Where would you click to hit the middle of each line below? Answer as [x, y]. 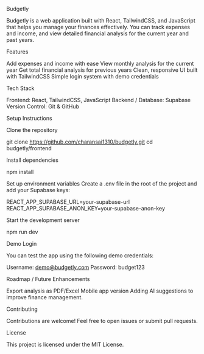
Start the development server [43, 220]
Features [17, 52]
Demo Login [22, 244]
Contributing [22, 309]
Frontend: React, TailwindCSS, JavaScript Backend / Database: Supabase [99, 100]
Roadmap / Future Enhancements [48, 279]
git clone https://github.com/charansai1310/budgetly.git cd [80, 142]
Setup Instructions [30, 118]
